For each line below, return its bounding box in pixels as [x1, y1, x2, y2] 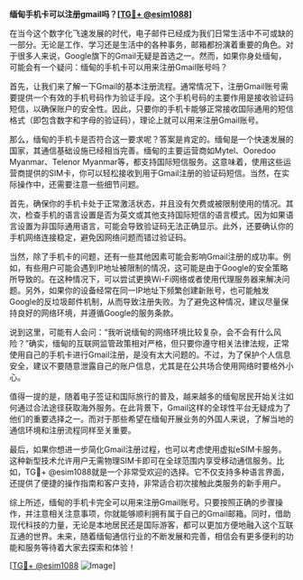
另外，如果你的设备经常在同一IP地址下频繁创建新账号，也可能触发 [24, 285, 270, 296]
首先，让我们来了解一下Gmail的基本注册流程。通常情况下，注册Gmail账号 [9, 81, 281, 91]
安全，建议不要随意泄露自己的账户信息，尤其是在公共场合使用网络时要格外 [9, 361, 286, 371]
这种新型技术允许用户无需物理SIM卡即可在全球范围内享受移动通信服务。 [9, 456, 277, 465]
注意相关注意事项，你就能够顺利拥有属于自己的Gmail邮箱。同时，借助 [32, 509, 291, 519]
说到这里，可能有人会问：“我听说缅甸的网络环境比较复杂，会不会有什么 [9, 327, 274, 337]
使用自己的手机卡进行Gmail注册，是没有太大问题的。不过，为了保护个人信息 [9, 349, 291, 360]
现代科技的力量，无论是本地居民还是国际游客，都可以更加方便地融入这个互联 [9, 520, 294, 530]
